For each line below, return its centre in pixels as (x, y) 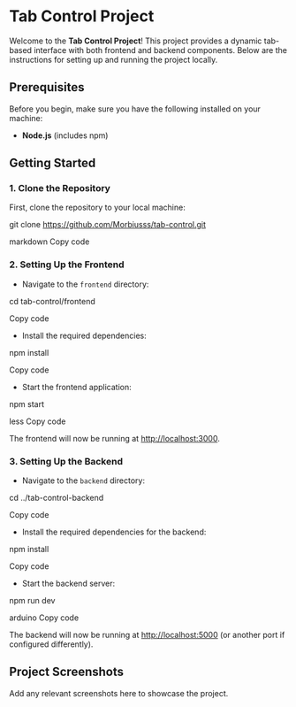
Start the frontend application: (76, 387)
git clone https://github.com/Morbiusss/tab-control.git (107, 225)
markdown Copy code (49, 242)
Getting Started (53, 163)
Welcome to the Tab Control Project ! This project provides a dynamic (136, 41)
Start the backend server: (68, 584)
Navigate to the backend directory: (83, 480)
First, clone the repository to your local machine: (97, 207)
